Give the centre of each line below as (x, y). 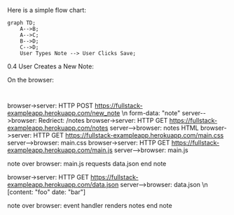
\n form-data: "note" (151, 113)
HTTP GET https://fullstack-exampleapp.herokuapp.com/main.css (129, 135)
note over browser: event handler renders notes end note (90, 206)
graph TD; (22, 23)
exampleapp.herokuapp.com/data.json (63, 185)
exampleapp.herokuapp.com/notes (58, 128)
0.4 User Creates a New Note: (51, 66)
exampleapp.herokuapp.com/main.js (60, 150)
